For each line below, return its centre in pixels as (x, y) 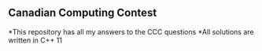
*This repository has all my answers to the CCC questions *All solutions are (131, 31)
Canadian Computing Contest (83, 13)
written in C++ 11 (35, 40)
